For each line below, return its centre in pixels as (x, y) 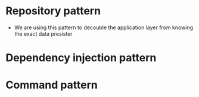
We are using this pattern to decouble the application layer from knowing (104, 27)
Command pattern (52, 85)
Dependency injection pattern (81, 58)
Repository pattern (53, 11)
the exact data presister (43, 33)
